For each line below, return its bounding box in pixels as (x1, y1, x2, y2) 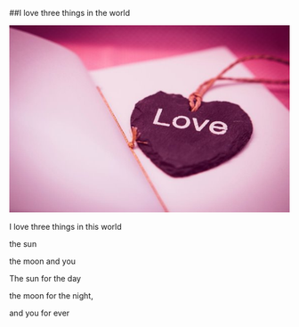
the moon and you (9, 256, 77, 266)
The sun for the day (9, 273, 82, 283)
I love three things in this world (9, 221, 122, 232)
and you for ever (9, 307, 70, 318)
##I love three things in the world (9, 8, 131, 18)
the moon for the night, (9, 290, 93, 301)
